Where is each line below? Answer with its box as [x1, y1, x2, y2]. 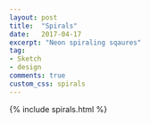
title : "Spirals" [9, 21, 78, 30]
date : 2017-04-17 [9, 29, 82, 38]
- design [9, 63, 42, 72]
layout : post [9, 12, 58, 22]
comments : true [9, 71, 66, 80]
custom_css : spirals [9, 79, 87, 88]
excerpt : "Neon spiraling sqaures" [9, 37, 142, 47]
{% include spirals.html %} [9, 103, 108, 114]
